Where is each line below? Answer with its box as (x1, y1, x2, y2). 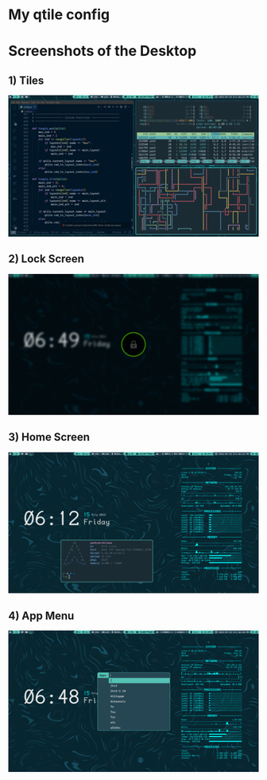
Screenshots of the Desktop (8, 42, 197, 61)
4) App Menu (8, 609, 75, 622)
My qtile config (8, 6, 110, 24)
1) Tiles (8, 73, 44, 87)
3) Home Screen (8, 430, 90, 444)
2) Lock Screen (8, 253, 85, 266)
